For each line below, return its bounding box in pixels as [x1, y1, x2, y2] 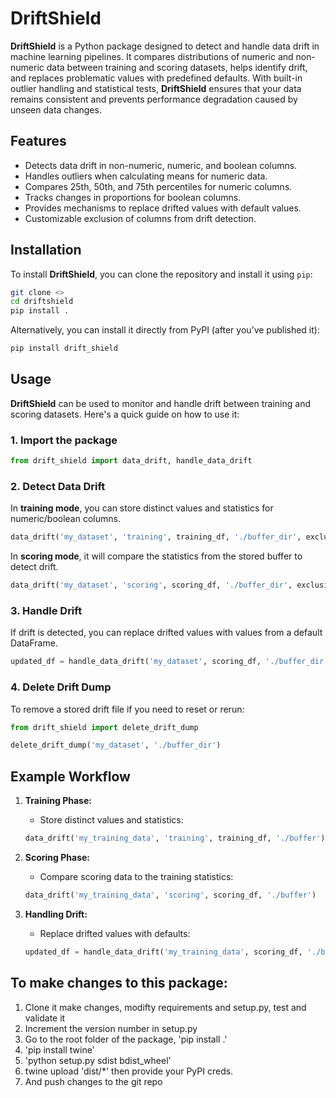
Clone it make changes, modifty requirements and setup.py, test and [24, 1001, 307, 1013]
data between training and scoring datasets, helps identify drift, [46, 61, 308, 73]
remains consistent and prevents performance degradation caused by [10, 93, 298, 105]
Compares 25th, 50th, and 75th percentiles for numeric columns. [24, 180, 293, 192]
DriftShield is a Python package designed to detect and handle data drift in [10, 40, 320, 52]
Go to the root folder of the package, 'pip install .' [24, 1033, 228, 1045]
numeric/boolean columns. [10, 513, 121, 525]
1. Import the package [10, 433, 118, 447]
